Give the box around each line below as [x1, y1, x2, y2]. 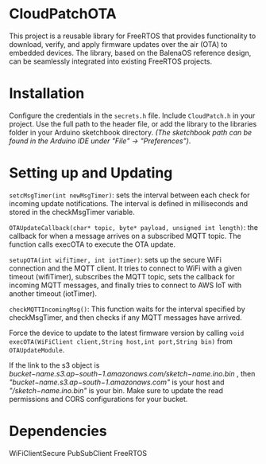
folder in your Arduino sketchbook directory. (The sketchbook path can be [9, 127, 253, 137]
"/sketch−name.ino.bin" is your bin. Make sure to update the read [9, 385, 223, 395]
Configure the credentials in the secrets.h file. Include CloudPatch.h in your [9, 111, 256, 120]
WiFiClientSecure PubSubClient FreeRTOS [9, 448, 148, 458]
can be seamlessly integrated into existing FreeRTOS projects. [9, 57, 213, 66]
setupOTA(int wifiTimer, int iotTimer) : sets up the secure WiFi [9, 255, 222, 264]
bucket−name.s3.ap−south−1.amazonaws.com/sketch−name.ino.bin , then [9, 368, 256, 378]
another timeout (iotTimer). [9, 288, 98, 298]
